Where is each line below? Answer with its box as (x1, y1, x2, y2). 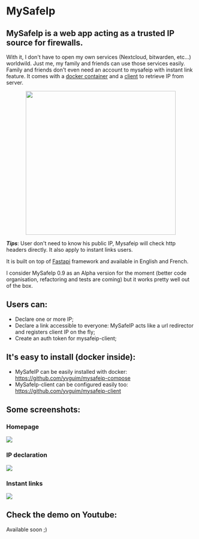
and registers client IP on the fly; (14, 328, 95, 335)
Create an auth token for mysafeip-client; (14, 335, 117, 342)
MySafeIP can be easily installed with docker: (14, 368, 128, 375)
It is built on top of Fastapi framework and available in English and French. (6, 258, 189, 265)
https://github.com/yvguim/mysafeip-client (14, 387, 122, 394)
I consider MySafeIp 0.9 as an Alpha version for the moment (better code (6, 269, 187, 276)
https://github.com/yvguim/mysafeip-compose (14, 374, 131, 382)
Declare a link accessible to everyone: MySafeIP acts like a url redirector (14, 321, 194, 329)
